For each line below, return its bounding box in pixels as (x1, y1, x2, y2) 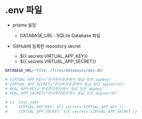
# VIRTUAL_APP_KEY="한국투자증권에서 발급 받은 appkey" (5, 77, 111, 82)
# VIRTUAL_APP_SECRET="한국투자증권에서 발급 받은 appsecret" (5, 82, 125, 87)
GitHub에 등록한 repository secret (12, 43, 81, 49)
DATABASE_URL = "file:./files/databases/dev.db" (5, 68, 104, 73)
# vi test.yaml (5, 100, 39, 105)
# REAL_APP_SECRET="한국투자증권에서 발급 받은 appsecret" (5, 91, 118, 96)
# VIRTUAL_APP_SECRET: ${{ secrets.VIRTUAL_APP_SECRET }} (5, 109, 137, 115)
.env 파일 (5, 4, 42, 16)
